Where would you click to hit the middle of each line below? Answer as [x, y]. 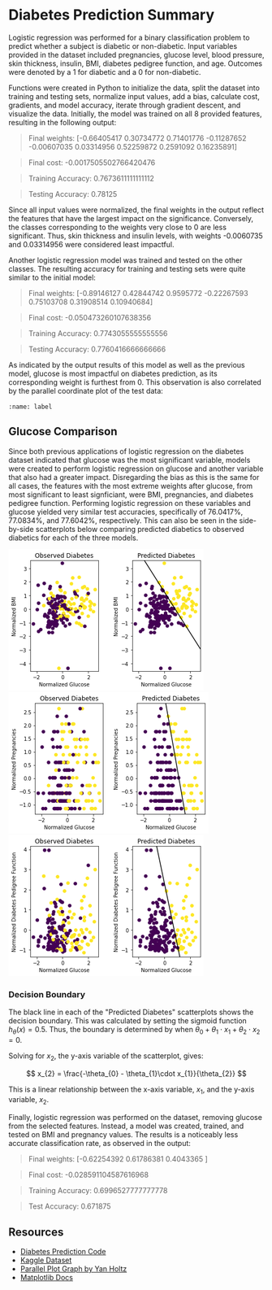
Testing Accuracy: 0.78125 [73, 194]
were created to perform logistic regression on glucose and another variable [136, 468]
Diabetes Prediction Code [63, 1252]
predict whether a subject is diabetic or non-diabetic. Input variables [123, 46]
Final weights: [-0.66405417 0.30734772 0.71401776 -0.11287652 [137, 138]
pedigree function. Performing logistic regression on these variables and [130, 503]
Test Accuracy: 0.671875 [69, 1206]
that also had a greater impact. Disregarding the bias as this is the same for [134, 477]
